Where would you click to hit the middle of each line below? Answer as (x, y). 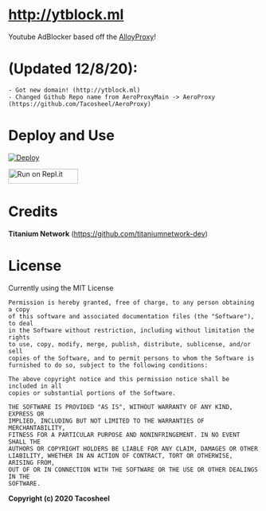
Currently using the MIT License (61, 287)
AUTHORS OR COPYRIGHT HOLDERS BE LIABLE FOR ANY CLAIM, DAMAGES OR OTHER (133, 449)
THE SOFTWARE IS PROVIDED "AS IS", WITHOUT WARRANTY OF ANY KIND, (121, 407)
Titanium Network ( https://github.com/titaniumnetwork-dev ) (108, 233)
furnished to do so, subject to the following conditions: (108, 365)
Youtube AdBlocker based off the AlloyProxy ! (82, 37)
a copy (19, 309)
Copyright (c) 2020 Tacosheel (59, 498)
